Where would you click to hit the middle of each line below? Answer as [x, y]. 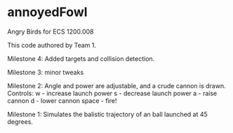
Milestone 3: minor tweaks [46, 72]
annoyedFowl [47, 12]
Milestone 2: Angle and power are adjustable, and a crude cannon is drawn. [116, 85]
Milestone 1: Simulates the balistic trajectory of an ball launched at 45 [108, 114]
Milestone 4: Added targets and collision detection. [81, 58]
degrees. [20, 121]
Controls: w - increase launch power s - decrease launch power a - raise [112, 93]
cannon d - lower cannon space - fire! [62, 100]
